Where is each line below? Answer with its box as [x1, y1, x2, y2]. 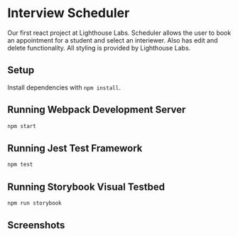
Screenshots [7, 219, 65, 232]
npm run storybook [7, 199, 62, 207]
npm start [7, 122, 37, 129]
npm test [7, 161, 33, 168]
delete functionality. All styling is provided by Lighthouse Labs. [7, 43, 191, 52]
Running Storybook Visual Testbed [7, 181, 166, 193]
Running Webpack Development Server [7, 104, 186, 116]
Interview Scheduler [7, 5, 130, 21]
